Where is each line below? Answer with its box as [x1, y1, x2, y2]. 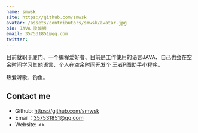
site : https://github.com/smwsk [6, 14, 87, 20]
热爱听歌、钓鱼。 [6, 74, 48, 81]
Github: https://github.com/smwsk [14, 107, 100, 114]
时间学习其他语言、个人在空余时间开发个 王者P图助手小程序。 [11, 61, 163, 68]
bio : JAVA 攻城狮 [6, 25, 47, 32]
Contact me [6, 91, 51, 101]
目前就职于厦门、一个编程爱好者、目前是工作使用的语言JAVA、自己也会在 [6, 54, 187, 60]
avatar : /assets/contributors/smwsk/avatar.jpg [6, 20, 127, 26]
